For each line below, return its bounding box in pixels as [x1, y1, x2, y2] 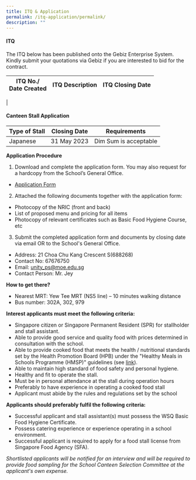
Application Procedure [6, 152, 63, 159]
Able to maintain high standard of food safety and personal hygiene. [14, 365, 179, 372]
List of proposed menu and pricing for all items [14, 210, 128, 217]
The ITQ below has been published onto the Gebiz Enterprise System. [6, 50, 174, 57]
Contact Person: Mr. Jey [14, 270, 73, 277]
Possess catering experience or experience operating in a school [14, 425, 171, 432]
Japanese [9, 137, 36, 145]
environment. [14, 431, 47, 438]
